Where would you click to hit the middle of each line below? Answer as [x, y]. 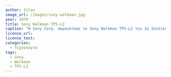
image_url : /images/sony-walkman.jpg [45, 15]
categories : [18, 43]
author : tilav [20, 10]
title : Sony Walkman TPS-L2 [35, 24]
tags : [11, 52]
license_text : [20, 38]
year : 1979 [17, 19]
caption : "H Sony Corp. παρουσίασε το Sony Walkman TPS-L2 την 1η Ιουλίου [86, 29]
